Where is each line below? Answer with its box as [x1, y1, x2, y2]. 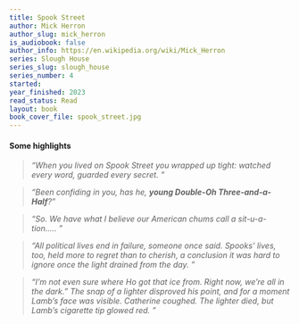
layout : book [9, 104, 58, 113]
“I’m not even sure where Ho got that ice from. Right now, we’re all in [30, 277, 285, 287]
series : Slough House [9, 54, 90, 63]
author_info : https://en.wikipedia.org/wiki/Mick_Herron [9, 46, 226, 55]
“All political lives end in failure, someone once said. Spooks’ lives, [30, 240, 277, 251]
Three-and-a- [218, 187, 272, 197]
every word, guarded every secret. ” [30, 170, 165, 180]
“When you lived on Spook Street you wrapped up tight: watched [30, 160, 271, 170]
